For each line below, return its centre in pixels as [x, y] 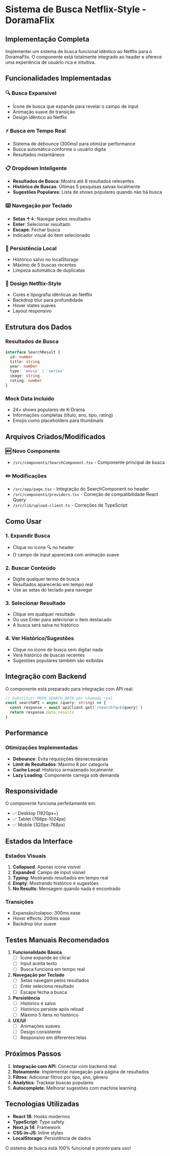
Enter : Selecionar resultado [41, 224]
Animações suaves [40, 1026]
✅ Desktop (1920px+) [35, 813]
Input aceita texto [39, 964]
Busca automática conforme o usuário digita [59, 149]
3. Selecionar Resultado [35, 603]
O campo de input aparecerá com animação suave [66, 554]
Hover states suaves [34, 306]
